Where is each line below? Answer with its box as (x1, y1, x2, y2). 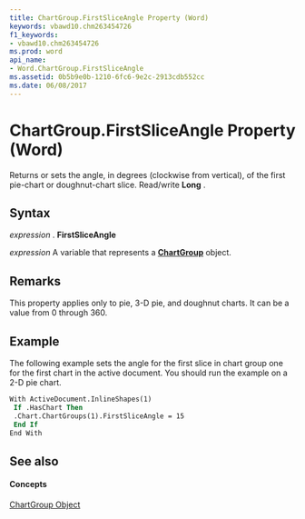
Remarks (9, 274, 62, 289)
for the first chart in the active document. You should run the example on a (9, 367, 288, 378)
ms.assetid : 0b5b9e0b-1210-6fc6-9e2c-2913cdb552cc (9, 73, 205, 82)
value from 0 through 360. (9, 307, 108, 318)
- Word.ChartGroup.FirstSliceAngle (9, 65, 144, 74)
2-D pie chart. (9, 377, 62, 387)
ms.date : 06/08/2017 (9, 81, 88, 90)
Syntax (9, 205, 51, 221)
